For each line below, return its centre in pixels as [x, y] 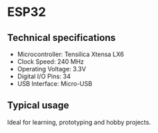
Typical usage [38, 106]
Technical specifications [62, 38]
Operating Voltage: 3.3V [52, 69]
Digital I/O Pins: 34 [44, 76]
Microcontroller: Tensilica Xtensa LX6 [71, 54]
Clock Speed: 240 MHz [51, 62]
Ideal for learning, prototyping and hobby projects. [79, 122]
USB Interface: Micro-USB [54, 83]
